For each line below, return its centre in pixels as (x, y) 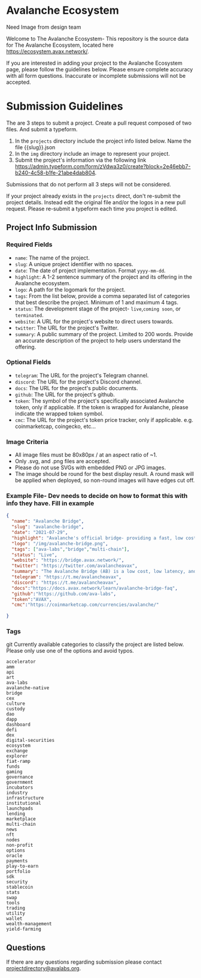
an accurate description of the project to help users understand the (98, 340)
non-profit (20, 846)
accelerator (21, 662)
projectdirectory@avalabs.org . (44, 968)
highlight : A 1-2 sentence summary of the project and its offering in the (103, 277)
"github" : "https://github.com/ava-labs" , (64, 594)
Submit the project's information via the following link (80, 160)
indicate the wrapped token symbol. (59, 413)
